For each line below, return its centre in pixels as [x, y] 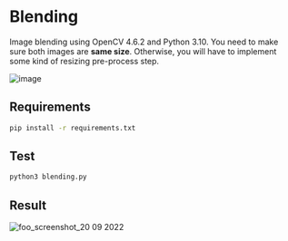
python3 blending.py [49, 177]
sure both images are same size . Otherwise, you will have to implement [143, 51]
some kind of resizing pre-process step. [84, 61]
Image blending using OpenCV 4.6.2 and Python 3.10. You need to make [144, 42]
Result [28, 205]
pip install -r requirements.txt [73, 128]
